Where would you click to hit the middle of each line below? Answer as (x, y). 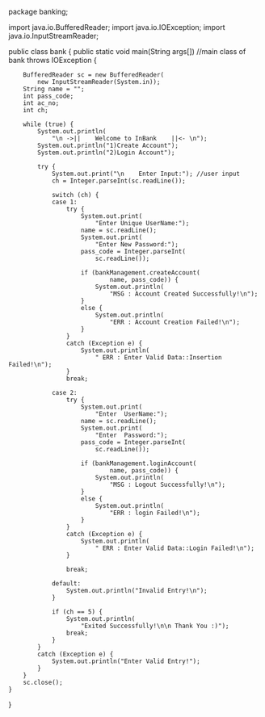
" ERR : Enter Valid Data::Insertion (158, 358)
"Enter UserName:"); (131, 414)
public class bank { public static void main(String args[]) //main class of (127, 51)
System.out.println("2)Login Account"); (106, 153)
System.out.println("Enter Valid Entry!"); (126, 661)
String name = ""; (54, 89)
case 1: (65, 202)
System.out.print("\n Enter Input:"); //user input (146, 174)
